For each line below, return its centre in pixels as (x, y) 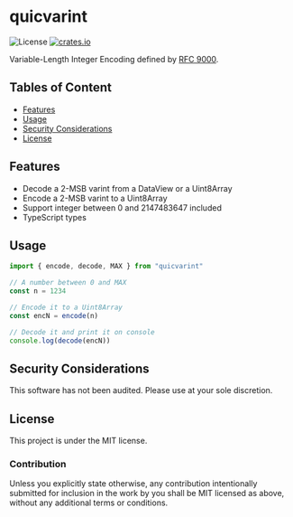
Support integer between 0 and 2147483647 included (122, 207)
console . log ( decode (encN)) (60, 341)
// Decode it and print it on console (82, 332)
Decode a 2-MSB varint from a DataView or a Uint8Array (127, 188)
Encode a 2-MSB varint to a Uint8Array (95, 198)
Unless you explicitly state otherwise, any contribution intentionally (133, 484)
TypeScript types (55, 217)
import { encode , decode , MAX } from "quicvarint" (106, 267)
